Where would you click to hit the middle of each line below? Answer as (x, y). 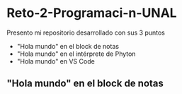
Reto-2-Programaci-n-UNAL (92, 13)
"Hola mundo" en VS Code (56, 61)
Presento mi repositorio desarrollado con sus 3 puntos (86, 33)
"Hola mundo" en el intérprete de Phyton (76, 54)
